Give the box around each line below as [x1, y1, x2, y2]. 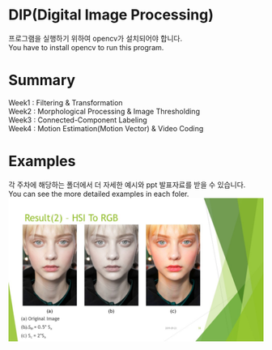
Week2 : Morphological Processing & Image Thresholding [8, 106, 201, 116]
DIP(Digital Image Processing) [8, 6, 215, 24]
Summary [8, 71, 75, 90]
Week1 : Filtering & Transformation [8, 97, 123, 107]
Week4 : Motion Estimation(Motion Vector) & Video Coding [8, 123, 204, 133]
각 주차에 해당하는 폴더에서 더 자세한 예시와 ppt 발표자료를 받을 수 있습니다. [8, 180, 246, 190]
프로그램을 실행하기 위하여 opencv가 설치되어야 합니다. [8, 33, 183, 43]
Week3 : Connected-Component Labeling [8, 115, 147, 125]
